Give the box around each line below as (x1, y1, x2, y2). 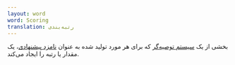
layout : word (7, 10, 46, 17)
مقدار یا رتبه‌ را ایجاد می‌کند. (7, 50, 80, 58)
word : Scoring (7, 17, 49, 24)
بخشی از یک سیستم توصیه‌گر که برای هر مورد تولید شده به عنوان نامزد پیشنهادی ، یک (7, 43, 228, 51)
